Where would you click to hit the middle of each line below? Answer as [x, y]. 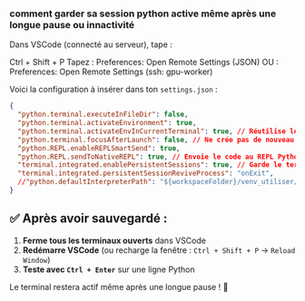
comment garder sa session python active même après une [143, 14]
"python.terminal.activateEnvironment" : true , [107, 123]
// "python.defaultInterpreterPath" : [87, 182]
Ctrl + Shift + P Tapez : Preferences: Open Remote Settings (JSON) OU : [144, 63]
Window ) [36, 259]
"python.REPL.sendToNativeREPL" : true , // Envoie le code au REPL [146, 157]
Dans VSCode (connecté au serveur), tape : [91, 44]
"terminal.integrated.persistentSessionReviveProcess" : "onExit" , [146, 174]
